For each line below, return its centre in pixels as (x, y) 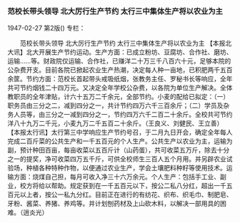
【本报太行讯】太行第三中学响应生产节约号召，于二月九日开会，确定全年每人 (120, 133)
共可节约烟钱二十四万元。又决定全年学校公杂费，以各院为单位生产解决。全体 (120, 88)
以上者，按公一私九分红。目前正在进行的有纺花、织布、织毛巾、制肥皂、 (126, 195)
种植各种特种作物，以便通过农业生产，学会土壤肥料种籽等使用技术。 (126, 168)
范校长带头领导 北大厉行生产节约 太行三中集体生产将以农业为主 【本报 (122, 43)
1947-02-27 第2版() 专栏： (46, 28)
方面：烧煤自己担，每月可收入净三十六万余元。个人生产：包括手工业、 (116, 177)
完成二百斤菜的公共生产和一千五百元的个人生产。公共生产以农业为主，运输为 (120, 141)
